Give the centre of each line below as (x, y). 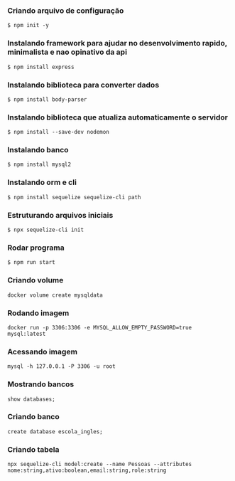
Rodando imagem (38, 313)
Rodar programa (36, 248)
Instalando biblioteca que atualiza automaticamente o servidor (118, 117)
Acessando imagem (43, 351)
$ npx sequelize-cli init (45, 230)
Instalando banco (38, 150)
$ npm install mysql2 (39, 165)
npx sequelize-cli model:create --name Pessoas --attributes (100, 465)
